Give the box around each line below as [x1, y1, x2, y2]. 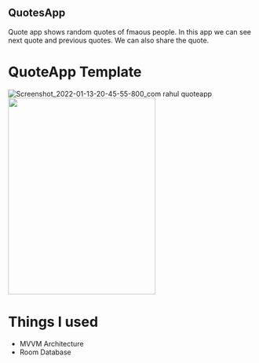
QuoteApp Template [8, 63, 142, 81]
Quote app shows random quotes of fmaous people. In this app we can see [8, 27, 251, 36]
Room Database [19, 347, 72, 357]
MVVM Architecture [19, 339, 84, 348]
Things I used [8, 313, 99, 331]
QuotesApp [8, 6, 66, 20]
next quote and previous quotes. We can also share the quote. [8, 35, 210, 45]
